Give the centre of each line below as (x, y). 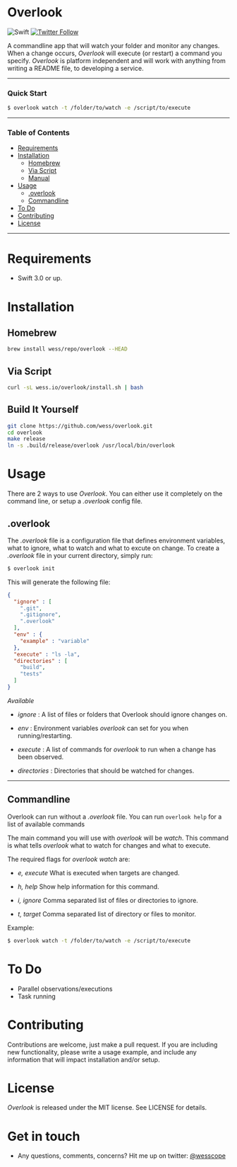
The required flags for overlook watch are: (69, 859)
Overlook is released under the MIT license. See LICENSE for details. (107, 1108)
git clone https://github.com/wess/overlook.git (80, 426)
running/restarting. (45, 735)
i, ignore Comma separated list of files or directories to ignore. (108, 900)
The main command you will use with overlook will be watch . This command (118, 838)
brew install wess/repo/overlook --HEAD (68, 349)
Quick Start (27, 93)
